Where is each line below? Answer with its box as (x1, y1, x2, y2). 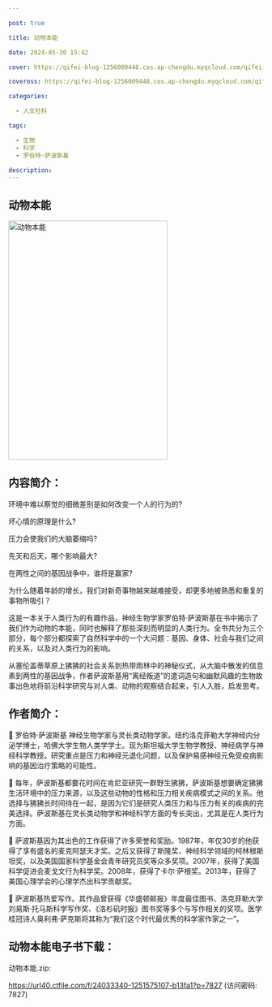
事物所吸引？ (8, 595, 51, 605)
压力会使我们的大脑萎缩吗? (8, 534, 98, 543)
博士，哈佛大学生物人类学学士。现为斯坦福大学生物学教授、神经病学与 (22, 740, 257, 750)
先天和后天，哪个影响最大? (8, 551, 98, 560)
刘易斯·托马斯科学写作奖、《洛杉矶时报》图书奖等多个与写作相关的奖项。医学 (8, 903, 263, 914)
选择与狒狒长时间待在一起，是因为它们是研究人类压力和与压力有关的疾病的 (8, 797, 257, 808)
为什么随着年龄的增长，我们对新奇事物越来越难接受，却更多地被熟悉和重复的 (8, 586, 264, 595)
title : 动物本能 (8, 33, 58, 41)
